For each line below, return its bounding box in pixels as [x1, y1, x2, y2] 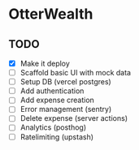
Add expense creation [20, 95, 95, 105]
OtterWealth [8, 5, 93, 24]
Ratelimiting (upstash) [20, 131, 94, 142]
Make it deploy [20, 58, 71, 68]
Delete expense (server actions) [20, 114, 128, 123]
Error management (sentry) [20, 105, 112, 114]
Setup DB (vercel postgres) [20, 77, 111, 87]
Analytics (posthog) [20, 122, 87, 132]
